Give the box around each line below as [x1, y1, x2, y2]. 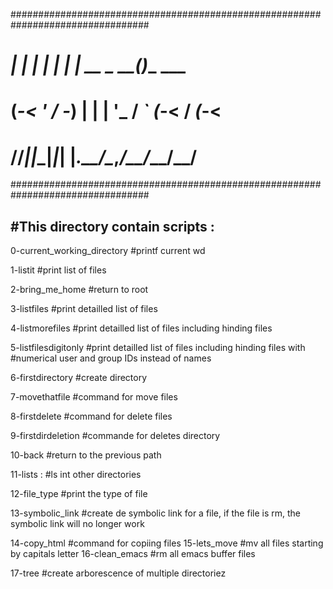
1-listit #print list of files [10, 264, 107, 276]
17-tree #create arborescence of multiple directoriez [10, 567, 227, 579]
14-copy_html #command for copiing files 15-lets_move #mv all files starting [10, 537, 324, 549]
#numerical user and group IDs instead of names [10, 352, 212, 364]
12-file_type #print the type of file [10, 488, 148, 500]
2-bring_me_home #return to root [10, 284, 149, 296]
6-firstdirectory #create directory [10, 372, 148, 384]
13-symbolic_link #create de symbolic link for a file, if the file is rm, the [10, 507, 301, 519]
